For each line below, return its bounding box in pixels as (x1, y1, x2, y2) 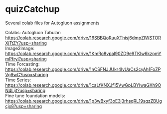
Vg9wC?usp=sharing (5, 71, 48, 77)
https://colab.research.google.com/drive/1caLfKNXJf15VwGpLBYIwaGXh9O (5, 82, 162, 88)
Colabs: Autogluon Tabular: (5, 29, 61, 35)
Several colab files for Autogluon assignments (5, 20, 100, 26)
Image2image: (5, 45, 35, 51)
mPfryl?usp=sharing (5, 56, 47, 61)
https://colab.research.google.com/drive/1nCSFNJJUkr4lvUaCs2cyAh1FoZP (5, 66, 161, 72)
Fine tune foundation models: (5, 93, 66, 99)
